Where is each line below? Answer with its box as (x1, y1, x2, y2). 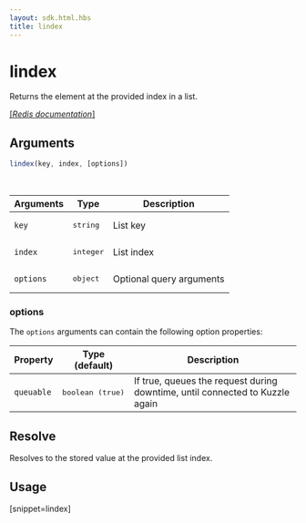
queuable (14, 387, 52, 397)
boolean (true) (62, 387, 126, 397)
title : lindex (9, 22, 64, 31)
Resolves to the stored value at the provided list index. (9, 453, 213, 464)
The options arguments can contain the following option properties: (9, 326, 263, 337)
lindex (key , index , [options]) (9, 159, 128, 169)
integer (72, 247, 105, 257)
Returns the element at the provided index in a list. (9, 91, 199, 102)
